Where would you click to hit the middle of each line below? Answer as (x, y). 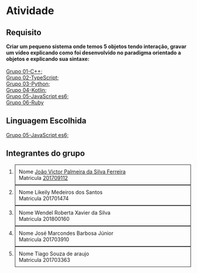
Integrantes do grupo (45, 153)
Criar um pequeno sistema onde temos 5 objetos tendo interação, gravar (96, 46)
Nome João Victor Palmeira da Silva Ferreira (72, 172)
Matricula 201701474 (44, 198)
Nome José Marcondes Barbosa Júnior (66, 233)
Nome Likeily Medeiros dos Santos (60, 192)
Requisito (24, 33)
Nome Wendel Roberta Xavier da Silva (64, 213)
